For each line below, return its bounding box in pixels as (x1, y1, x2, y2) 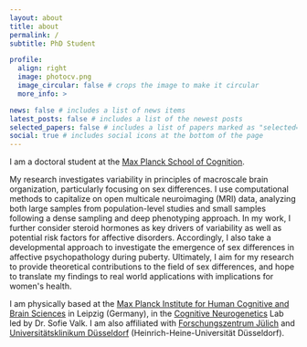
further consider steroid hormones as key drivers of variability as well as (9, 223, 282, 234)
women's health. (9, 280, 72, 292)
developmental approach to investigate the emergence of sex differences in (9, 242, 295, 253)
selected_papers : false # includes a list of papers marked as (9, 122, 256, 132)
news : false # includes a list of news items (9, 106, 185, 115)
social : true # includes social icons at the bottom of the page (9, 131, 263, 141)
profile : (9, 56, 43, 65)
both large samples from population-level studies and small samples (9, 203, 267, 215)
